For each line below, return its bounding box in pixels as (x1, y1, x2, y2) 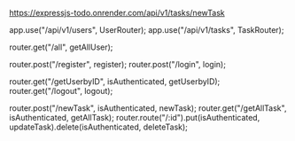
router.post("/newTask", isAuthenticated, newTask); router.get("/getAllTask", (9, 103, 287, 114)
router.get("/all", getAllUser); (9, 42, 113, 52)
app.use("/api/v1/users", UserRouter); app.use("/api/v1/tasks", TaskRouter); (9, 25, 284, 35)
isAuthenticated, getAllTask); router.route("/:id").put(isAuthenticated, (9, 113, 260, 122)
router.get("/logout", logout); (9, 86, 113, 96)
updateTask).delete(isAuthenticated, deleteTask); (9, 121, 189, 132)
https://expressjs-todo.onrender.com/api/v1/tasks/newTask (9, 8, 225, 18)
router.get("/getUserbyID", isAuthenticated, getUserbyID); (9, 76, 221, 87)
